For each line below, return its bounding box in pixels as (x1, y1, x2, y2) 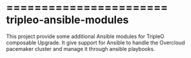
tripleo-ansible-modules (6, 13, 129, 27)
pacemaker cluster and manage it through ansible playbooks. (6, 45, 156, 52)
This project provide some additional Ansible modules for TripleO (6, 33, 164, 40)
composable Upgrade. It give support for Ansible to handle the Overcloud (6, 39, 185, 46)
